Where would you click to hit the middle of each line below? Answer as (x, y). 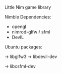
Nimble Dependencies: (28, 17)
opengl (19, 26)
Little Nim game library (28, 7)
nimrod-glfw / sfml (31, 32)
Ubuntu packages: (24, 47)
